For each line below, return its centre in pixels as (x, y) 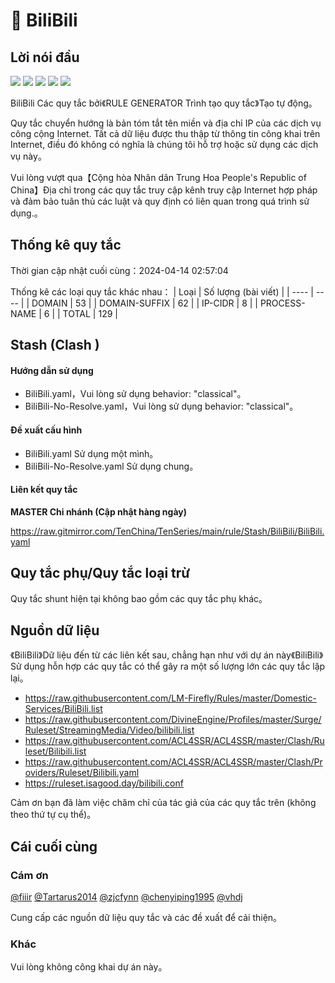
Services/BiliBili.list (63, 709)
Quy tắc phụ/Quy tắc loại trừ (100, 573)
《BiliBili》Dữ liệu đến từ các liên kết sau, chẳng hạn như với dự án (142, 655)
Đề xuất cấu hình (46, 430)
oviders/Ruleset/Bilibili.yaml (82, 773)
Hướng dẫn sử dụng (52, 370)
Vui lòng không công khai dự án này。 (89, 967)
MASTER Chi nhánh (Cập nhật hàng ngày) (98, 511)
